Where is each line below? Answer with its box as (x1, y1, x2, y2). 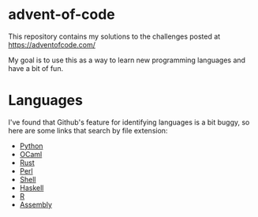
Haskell (19, 183, 44, 193)
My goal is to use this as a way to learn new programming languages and (8, 55, 246, 65)
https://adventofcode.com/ (8, 39, 96, 49)
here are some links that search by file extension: (8, 125, 168, 135)
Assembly (19, 200, 53, 209)
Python (19, 140, 43, 151)
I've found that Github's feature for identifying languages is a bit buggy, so (8, 117, 250, 127)
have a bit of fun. (8, 63, 64, 73)
